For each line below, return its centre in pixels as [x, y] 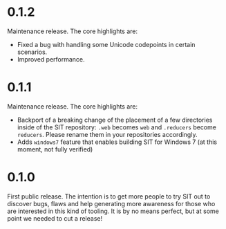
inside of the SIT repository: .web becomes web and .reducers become [116, 127]
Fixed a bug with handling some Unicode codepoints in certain [106, 44]
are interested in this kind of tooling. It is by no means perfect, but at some [113, 211]
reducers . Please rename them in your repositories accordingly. [107, 134]
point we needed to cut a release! [55, 218]
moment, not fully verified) [55, 149]
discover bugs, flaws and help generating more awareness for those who [111, 203]
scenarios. [32, 52]
